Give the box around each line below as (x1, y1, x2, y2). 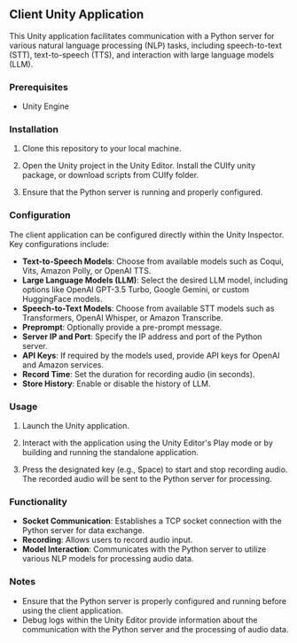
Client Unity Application (9, 7, 145, 22)
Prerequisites (9, 81, 68, 93)
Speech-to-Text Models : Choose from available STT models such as (21, 303, 275, 314)
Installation (9, 123, 59, 136)
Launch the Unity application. (21, 421, 130, 430)
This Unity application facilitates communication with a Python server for (9, 30, 275, 41)
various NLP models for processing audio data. (21, 554, 194, 564)
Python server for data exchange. (21, 525, 145, 536)
